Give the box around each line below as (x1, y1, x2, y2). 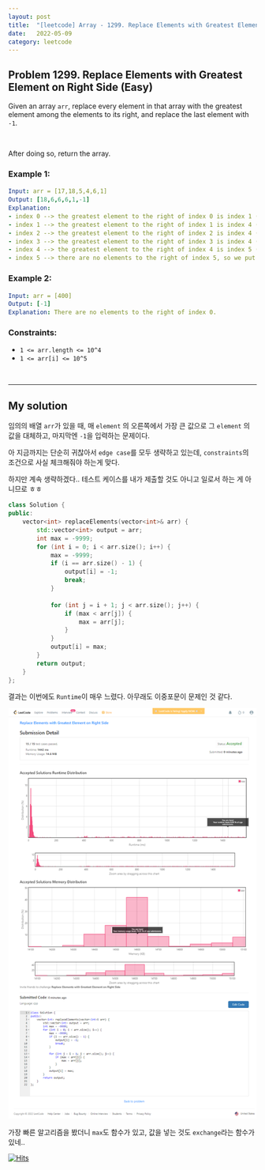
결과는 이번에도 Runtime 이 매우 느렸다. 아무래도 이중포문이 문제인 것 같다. (8, 692, 233, 701)
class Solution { (8, 501, 65, 509)
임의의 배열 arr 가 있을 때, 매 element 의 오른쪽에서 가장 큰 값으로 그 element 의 (8, 421, 251, 431)
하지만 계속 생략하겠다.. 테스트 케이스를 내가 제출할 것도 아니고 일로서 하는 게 (8, 474, 244, 484)
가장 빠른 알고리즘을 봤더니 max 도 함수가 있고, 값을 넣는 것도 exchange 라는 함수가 (8, 1127, 255, 1137)
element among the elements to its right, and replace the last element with (8, 110, 250, 119)
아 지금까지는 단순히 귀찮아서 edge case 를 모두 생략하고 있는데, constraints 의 (8, 447, 249, 458)
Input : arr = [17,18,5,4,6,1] (8, 187, 108, 195)
